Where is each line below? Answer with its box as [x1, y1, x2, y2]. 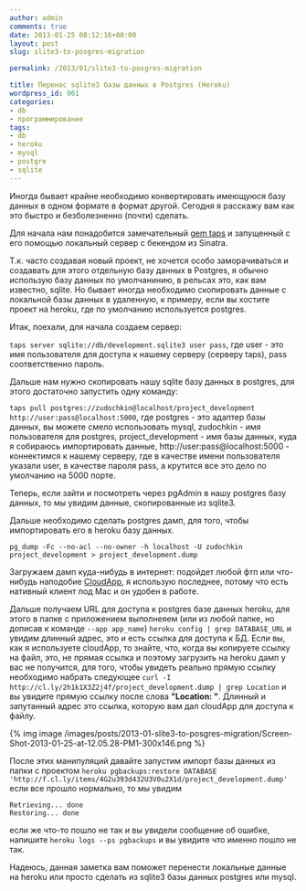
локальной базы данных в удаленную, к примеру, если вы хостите [9, 293, 270, 304]
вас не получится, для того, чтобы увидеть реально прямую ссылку [9, 662, 277, 673]
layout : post [9, 38, 59, 48]
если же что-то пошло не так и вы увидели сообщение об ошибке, [9, 824, 270, 835]
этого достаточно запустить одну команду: [9, 386, 178, 397]
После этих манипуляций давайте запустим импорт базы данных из [9, 755, 276, 766]
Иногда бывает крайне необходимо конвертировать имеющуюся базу [9, 190, 286, 201]
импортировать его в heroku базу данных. [9, 525, 175, 536]
